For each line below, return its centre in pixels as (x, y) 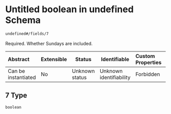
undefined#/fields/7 (27, 34)
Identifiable (115, 59)
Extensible (54, 59)
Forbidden (148, 74)
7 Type (16, 95)
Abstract (19, 59)
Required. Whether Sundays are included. (49, 43)
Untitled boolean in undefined (69, 9)
